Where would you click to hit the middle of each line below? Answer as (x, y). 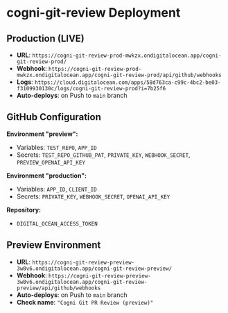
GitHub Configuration (54, 117)
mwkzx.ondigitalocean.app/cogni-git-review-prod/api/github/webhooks (119, 75)
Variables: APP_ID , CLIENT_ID (57, 189)
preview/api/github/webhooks (59, 288)
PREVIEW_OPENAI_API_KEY (51, 162)
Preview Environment (54, 245)
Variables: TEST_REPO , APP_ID (57, 147)
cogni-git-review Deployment (94, 13)
